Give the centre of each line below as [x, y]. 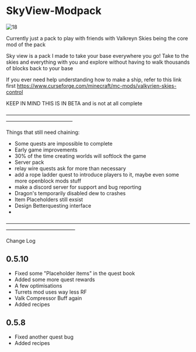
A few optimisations [38, 285]
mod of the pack [26, 44]
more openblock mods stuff [48, 181]
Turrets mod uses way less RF [51, 292]
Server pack [29, 162]
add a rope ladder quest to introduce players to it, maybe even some [97, 174]
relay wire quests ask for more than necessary [70, 168]
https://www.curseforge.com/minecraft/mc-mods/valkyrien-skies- [97, 85]
